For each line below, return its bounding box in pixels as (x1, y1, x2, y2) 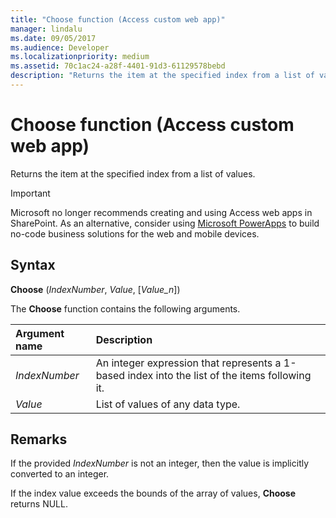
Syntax (10, 257, 56, 274)
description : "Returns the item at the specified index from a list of (10, 71, 315, 81)
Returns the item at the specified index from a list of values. (10, 167, 256, 180)
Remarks (10, 431, 68, 448)
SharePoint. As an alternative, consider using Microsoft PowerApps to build (10, 217, 320, 229)
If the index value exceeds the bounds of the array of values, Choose (10, 487, 297, 500)
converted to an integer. (10, 468, 110, 480)
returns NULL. (10, 498, 68, 510)
